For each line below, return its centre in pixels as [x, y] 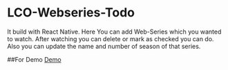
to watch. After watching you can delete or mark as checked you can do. [111, 38]
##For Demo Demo [34, 59]
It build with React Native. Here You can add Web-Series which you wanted [114, 32]
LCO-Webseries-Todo [71, 13]
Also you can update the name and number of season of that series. [104, 46]
